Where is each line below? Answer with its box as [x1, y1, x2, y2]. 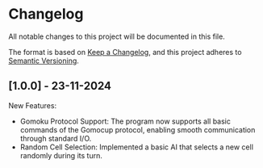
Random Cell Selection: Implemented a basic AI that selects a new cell [19, 142, 254, 152]
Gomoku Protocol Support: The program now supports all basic [19, 116, 232, 126]
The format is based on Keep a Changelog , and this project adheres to [8, 47, 242, 57]
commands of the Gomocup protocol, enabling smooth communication [19, 124, 256, 134]
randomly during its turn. [19, 150, 102, 160]
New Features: [8, 100, 57, 110]
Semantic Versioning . [8, 56, 79, 65]
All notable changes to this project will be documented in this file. [8, 31, 226, 41]
